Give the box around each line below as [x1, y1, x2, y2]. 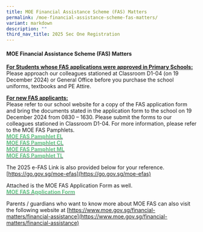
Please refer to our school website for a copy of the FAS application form [6, 101, 188, 108]
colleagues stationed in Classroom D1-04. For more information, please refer [6, 120, 197, 127]
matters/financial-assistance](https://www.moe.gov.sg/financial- [6, 213, 168, 221]
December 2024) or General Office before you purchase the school [6, 76, 174, 83]
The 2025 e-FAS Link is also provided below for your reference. [6, 164, 165, 171]
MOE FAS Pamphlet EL [6, 133, 63, 140]
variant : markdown [6, 20, 53, 26]
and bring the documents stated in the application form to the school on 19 [6, 107, 192, 115]
